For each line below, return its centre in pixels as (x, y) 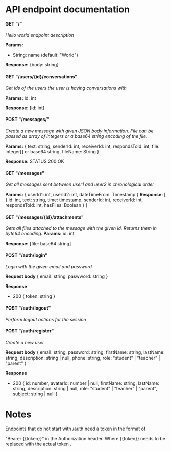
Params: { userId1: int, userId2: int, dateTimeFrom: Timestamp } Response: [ (86, 194)
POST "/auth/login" (27, 255)
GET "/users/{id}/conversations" (41, 76)
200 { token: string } (34, 296)
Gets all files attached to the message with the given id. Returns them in (81, 228)
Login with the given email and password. (49, 267)
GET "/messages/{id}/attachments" (45, 217)
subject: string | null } (35, 394)
